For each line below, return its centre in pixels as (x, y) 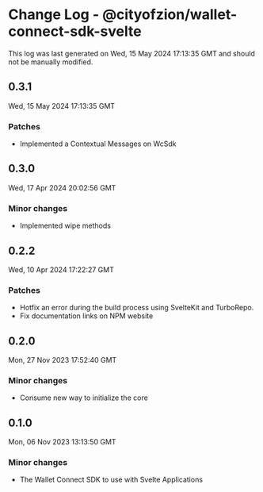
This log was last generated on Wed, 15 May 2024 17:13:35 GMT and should (132, 53)
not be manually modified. (51, 62)
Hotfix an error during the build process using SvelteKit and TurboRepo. (137, 308)
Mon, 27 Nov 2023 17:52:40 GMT (63, 360)
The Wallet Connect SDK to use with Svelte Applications (111, 480)
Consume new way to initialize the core (84, 398)
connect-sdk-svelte (75, 31)
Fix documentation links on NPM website (86, 316)
